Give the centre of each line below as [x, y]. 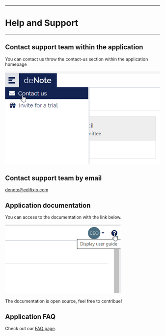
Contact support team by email [54, 178]
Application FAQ [30, 317]
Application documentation [48, 205]
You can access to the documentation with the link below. [63, 217]
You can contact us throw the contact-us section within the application [77, 59]
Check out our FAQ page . [31, 328]
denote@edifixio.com [27, 190]
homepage [16, 64]
